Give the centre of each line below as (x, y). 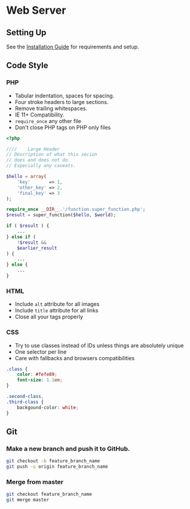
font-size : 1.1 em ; (40, 380)
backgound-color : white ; (48, 407)
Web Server (36, 10)
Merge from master (35, 482)
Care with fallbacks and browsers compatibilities (75, 358)
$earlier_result (37, 248)
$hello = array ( (26, 177)
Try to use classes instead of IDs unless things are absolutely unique (99, 345)
